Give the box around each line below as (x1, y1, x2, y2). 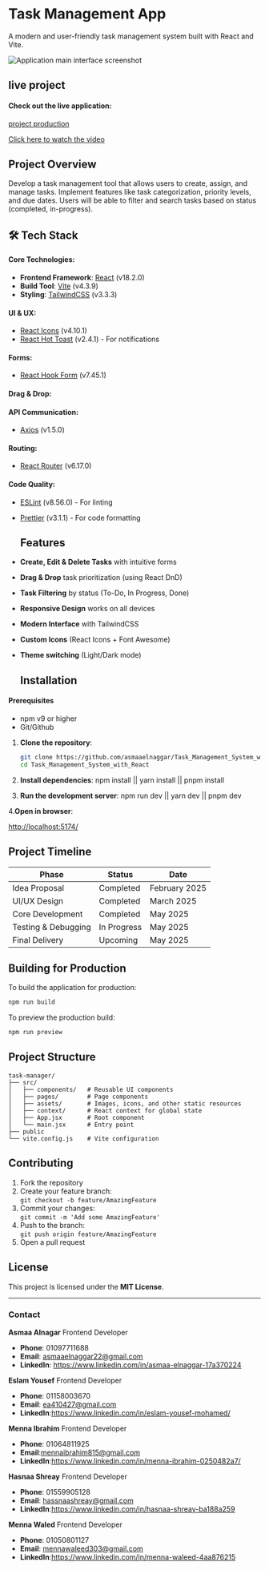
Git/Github (19, 722, 54, 731)
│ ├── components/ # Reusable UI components (8, 1085, 174, 1093)
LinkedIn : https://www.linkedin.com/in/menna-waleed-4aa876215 (19, 1552, 236, 1562)
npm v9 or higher (19, 714, 78, 723)
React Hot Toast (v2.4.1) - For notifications (19, 334, 160, 344)
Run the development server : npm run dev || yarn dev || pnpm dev (19, 791, 242, 800)
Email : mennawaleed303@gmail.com (19, 1544, 144, 1553)
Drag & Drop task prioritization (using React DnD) (19, 573, 183, 582)
